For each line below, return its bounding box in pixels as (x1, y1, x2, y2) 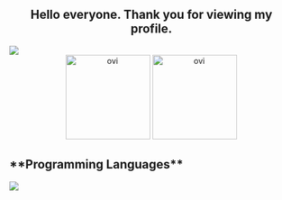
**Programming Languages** (9, 157, 184, 172)
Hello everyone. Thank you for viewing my (30, 7, 273, 23)
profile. (130, 22, 173, 37)
